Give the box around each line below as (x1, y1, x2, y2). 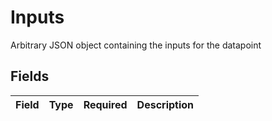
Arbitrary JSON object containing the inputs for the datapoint (10, 39, 262, 51)
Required (83, 97, 128, 111)
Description (136, 97, 195, 111)
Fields (10, 68, 50, 85)
